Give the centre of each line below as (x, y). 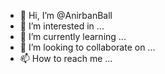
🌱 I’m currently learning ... (73, 36)
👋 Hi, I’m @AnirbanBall (66, 15)
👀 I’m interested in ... (62, 26)
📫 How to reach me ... (66, 58)
